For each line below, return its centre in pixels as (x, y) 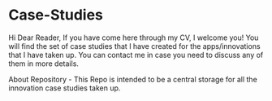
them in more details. (44, 64)
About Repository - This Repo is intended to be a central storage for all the (133, 79)
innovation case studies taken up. (65, 88)
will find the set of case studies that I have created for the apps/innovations (135, 46)
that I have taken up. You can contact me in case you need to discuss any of (136, 55)
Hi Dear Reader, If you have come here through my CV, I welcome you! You (134, 37)
